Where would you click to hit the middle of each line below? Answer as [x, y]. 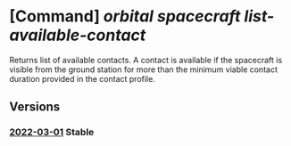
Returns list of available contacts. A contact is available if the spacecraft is [146, 60]
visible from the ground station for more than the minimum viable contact [144, 69]
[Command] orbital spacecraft [125, 16]
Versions [35, 107]
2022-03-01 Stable [52, 133]
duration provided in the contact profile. [83, 78]
